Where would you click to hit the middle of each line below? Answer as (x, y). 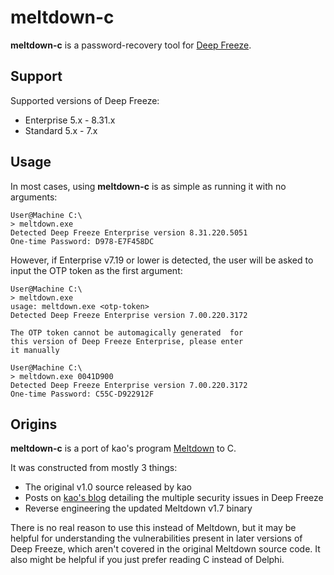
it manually (35, 350)
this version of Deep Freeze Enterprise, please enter (127, 341)
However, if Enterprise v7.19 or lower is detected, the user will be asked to (162, 260)
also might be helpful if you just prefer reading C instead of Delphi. (147, 560)
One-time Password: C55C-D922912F (82, 394)
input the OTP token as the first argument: (96, 270)
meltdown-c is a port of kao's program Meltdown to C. (123, 448)
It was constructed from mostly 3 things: (94, 468)
